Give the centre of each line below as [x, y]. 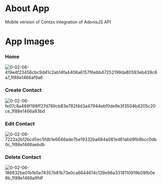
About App [27, 8]
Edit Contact [20, 123]
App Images [30, 42]
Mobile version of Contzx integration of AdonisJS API [58, 22]
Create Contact [23, 90]
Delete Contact [23, 157]
